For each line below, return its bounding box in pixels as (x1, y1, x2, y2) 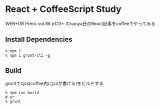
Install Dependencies (5, 35, 72, 44)
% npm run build (5, 90, 39, 95)
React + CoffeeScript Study (5, 3, 121, 15)
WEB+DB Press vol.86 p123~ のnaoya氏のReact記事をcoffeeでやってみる (5, 20, 156, 26)
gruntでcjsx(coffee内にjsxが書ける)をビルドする (5, 80, 104, 86)
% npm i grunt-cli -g (5, 53, 50, 58)
